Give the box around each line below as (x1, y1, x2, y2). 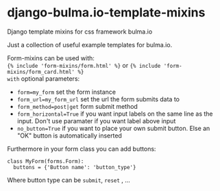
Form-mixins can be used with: (7, 53, 95, 62)
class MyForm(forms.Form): (7, 157, 84, 165)
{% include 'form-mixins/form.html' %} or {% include (7, 61, 161, 69)
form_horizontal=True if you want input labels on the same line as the (16, 110, 214, 118)
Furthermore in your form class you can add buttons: (7, 144, 156, 153)
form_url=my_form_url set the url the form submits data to (16, 94, 180, 103)
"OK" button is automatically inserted (16, 131, 122, 140)
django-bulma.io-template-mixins (7, 5, 206, 21)
